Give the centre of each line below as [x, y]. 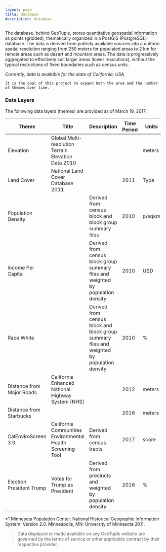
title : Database [22, 14]
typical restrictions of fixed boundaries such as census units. [67, 65]
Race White [21, 338]
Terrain [59, 150]
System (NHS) [68, 402]
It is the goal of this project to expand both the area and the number [82, 83]
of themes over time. [27, 88]
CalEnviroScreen [27, 436]
